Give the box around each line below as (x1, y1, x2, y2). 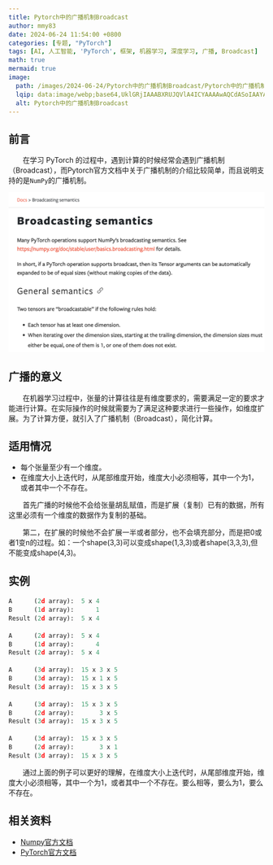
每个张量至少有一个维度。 (19, 462, 106, 472)
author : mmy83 (8, 21, 57, 30)
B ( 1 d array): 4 (8, 640, 100, 649)
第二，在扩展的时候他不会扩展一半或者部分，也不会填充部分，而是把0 (23, 527, 255, 537)
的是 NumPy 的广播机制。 (15, 176, 91, 186)
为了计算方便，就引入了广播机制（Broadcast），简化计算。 (22, 413, 218, 423)
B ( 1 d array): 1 (8, 606, 100, 614)
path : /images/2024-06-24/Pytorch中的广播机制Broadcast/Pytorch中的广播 (15, 81, 255, 90)
